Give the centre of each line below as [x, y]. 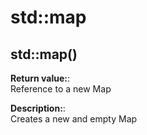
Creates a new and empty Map [74, 119]
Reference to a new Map [61, 89]
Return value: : [40, 78]
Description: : [38, 108]
